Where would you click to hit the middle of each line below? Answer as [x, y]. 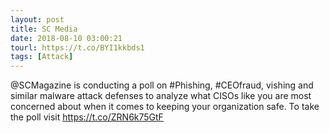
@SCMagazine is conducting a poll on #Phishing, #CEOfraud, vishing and [162, 85]
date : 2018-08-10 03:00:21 [66, 38]
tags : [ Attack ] [42, 57]
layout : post [37, 19]
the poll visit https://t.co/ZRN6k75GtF [87, 117]
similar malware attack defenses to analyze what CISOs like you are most [161, 96]
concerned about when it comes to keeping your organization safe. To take [165, 107]
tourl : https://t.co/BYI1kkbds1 [77, 47]
